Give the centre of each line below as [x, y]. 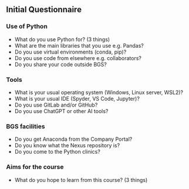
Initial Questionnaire [44, 10]
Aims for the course [35, 167]
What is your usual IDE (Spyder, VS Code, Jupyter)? [77, 98]
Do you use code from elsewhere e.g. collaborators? [78, 58]
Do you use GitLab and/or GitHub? [56, 105]
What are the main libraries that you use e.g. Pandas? [79, 45]
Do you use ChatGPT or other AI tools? [61, 111]
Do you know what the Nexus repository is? [67, 145]
